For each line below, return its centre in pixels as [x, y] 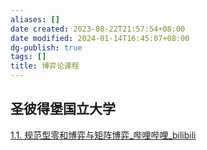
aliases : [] [35, 19]
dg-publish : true [46, 47]
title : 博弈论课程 [45, 66]
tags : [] [28, 57]
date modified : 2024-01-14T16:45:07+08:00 [100, 38]
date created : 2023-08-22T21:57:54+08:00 [98, 29]
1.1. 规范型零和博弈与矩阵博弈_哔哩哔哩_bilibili [103, 135]
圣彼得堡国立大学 [63, 109]
